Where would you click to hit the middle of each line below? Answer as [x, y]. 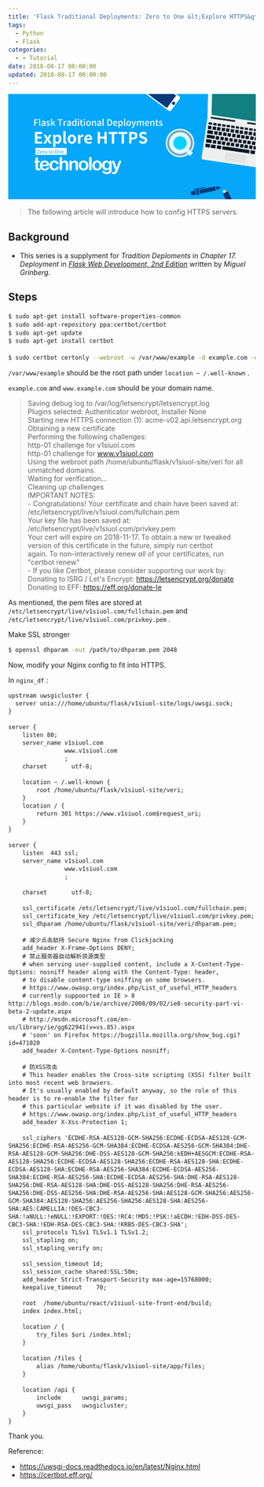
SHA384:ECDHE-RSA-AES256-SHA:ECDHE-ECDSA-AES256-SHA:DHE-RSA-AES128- [125, 1177]
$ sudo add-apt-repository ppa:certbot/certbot [88, 324]
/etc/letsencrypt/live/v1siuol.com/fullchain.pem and [98, 611]
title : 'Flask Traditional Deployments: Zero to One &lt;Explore [117, 17]
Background [38, 237]
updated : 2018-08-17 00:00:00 [58, 75]
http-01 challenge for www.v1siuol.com [90, 453]
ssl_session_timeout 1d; [63, 1263]
